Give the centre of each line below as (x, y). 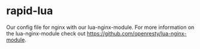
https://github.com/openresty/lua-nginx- (137, 33)
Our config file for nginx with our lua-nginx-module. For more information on (100, 27)
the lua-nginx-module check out (46, 33)
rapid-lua (30, 11)
